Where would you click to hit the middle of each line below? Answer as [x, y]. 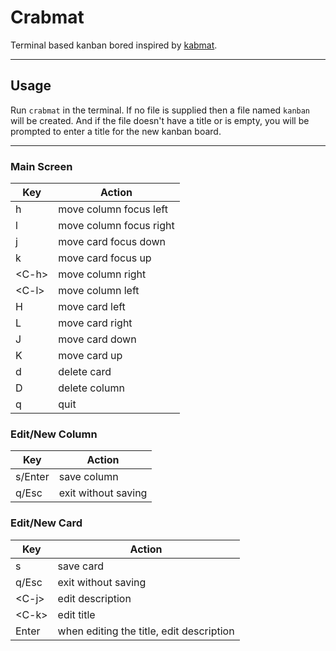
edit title [76, 614]
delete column [91, 388]
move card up [90, 356]
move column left [99, 291]
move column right [102, 274]
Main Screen [41, 166]
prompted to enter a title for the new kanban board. [116, 131]
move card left [92, 307]
